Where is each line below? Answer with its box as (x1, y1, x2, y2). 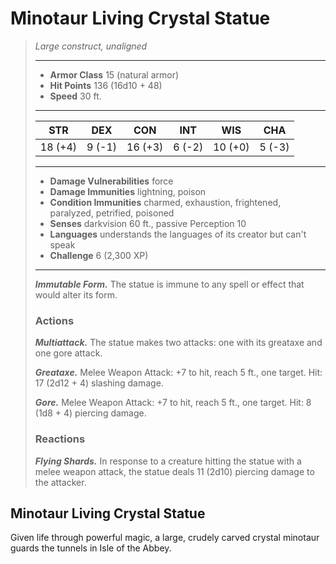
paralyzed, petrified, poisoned (49, 207, 175, 219)
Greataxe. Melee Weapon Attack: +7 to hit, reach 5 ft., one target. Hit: (34, 367, 323, 379)
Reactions (34, 432, 86, 446)
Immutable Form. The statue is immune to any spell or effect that (34, 278, 305, 290)
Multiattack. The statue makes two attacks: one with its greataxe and (34, 337, 323, 349)
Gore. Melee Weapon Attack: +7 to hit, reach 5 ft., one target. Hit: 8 (34, 397, 312, 409)
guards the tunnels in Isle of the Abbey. (10, 542, 172, 554)
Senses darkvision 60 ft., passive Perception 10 (49, 217, 247, 229)
